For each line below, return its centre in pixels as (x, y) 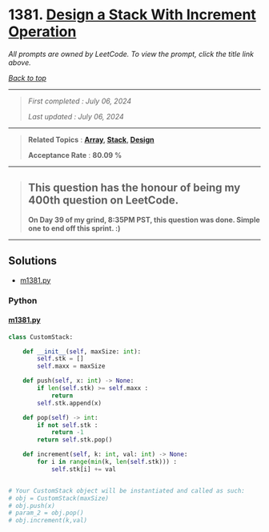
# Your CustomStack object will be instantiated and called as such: (127, 490)
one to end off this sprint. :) (74, 228)
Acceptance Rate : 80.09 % (75, 155)
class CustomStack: (41, 337)
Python (23, 300)
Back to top (27, 78)
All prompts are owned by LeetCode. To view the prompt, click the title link (131, 54)
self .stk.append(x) (70, 403)
